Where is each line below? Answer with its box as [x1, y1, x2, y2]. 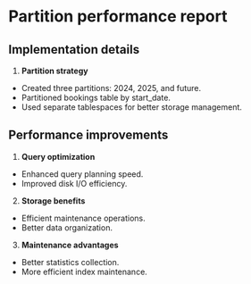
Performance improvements [8, 128, 169, 143]
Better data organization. [21, 221, 113, 233]
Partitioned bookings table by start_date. [21, 92, 172, 103]
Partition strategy [21, 65, 88, 76]
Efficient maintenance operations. [21, 213, 146, 223]
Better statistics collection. [21, 256, 120, 267]
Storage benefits [21, 195, 86, 206]
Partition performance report [8, 6, 228, 27]
